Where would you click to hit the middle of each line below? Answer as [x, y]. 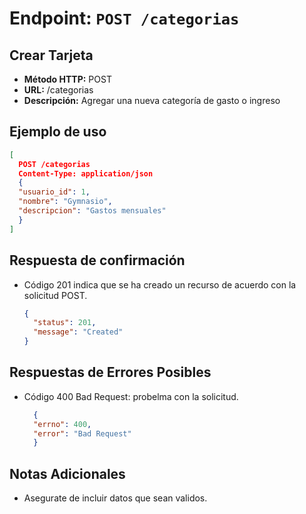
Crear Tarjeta [51, 55]
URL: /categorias [58, 90]
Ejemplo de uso [58, 132]
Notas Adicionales [67, 473]
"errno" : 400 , [62, 424]
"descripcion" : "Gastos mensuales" [92, 211]
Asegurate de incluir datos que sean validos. [115, 498]
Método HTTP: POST [67, 79]
